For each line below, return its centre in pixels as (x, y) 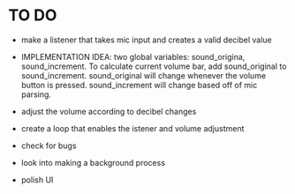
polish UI (37, 179)
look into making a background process (93, 162)
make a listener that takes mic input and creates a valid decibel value (147, 40)
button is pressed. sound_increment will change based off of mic (139, 85)
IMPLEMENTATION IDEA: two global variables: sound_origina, (133, 56)
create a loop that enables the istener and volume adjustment (132, 128)
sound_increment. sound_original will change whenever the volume (144, 75)
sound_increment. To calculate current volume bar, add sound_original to (154, 66)
